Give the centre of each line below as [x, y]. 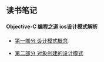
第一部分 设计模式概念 [41, 40]
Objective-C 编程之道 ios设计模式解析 [52, 26]
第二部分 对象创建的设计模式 [49, 53]
